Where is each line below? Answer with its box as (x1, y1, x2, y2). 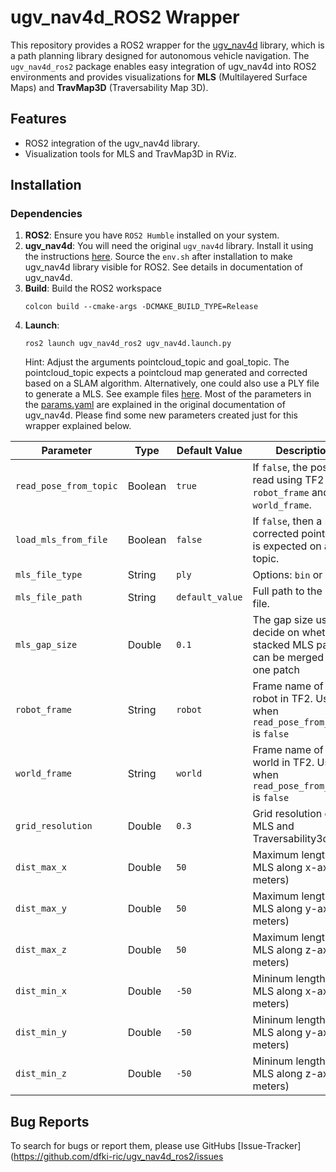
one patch (252, 663, 300, 677)
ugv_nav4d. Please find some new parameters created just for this (24, 409, 298, 421)
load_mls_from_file (15, 534, 108, 546)
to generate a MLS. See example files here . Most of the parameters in (24, 388, 312, 400)
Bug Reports (10, 1113, 90, 1130)
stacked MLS (252, 638, 315, 652)
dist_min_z (15, 1068, 67, 1080)
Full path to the (252, 584, 323, 598)
